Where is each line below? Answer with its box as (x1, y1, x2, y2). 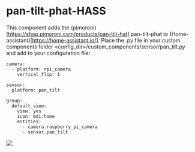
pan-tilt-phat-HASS (6, 4, 106, 18)
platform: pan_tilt (11, 87, 61, 93)
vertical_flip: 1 (17, 71, 61, 77)
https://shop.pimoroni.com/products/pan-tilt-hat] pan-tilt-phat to (8, 30, 169, 37)
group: (6, 98, 23, 104)
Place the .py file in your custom (101, 37, 181, 44)
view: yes (17, 108, 42, 114)
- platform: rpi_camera (11, 66, 71, 72)
